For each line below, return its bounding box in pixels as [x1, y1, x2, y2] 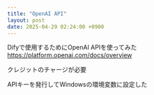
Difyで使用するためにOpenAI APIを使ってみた [7, 43, 137, 52]
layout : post [7, 17, 45, 24]
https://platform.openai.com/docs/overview [7, 51, 132, 59]
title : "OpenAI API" [7, 10, 68, 17]
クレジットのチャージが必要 [7, 66, 87, 74]
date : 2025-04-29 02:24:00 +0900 [7, 23, 105, 30]
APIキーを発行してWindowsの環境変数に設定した [7, 80, 148, 89]
